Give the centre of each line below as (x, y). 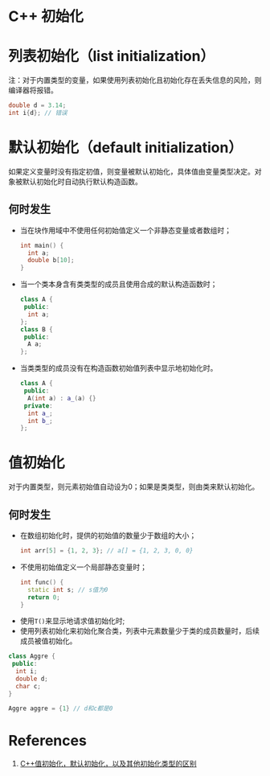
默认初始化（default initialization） (126, 148)
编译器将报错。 (33, 90)
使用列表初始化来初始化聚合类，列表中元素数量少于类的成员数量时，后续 (139, 631)
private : (39, 406)
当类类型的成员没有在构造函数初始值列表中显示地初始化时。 (119, 368)
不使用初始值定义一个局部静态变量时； (83, 567)
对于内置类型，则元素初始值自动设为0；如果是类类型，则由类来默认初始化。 (134, 487)
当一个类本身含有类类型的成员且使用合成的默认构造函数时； (119, 284)
